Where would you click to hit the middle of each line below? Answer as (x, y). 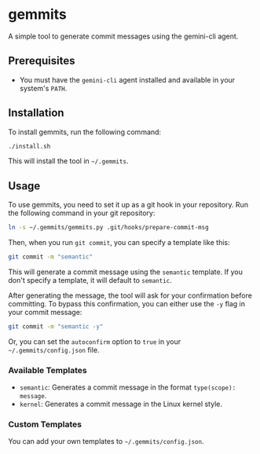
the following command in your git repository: (82, 213)
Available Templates (48, 370)
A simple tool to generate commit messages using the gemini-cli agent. (123, 36)
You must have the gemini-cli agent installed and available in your (127, 79)
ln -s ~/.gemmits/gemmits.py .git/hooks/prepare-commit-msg (109, 228)
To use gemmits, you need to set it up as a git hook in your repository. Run (128, 205)
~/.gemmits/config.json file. (54, 350)
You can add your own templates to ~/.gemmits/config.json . (106, 441)
